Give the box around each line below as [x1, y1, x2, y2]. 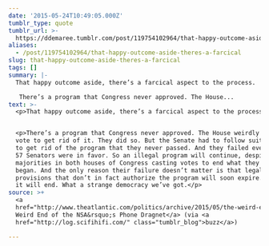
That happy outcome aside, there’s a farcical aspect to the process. [15, 78, 256, 86]
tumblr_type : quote [8, 19, 74, 27]
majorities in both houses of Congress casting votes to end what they [15, 159, 260, 167]
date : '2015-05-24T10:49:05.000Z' [8, 11, 124, 20]
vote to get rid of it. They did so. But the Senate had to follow [15, 137, 246, 145]
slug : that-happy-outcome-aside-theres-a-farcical [8, 57, 181, 65]
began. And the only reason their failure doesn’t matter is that [15, 166, 242, 174]
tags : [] [8, 64, 38, 72]
